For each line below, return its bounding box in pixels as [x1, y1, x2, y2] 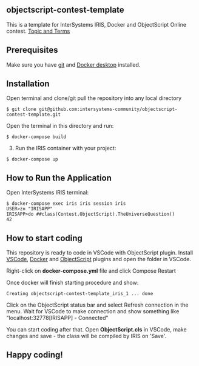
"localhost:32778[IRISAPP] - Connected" [6, 314, 109, 322]
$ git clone [6, 106, 36, 113]
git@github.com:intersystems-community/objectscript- [38, 106, 178, 113]
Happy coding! [6, 350, 64, 360]
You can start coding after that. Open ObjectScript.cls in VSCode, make [6, 326, 187, 333]
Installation [6, 79, 50, 89]
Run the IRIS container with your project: [15, 145, 116, 152]
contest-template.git [6, 111, 61, 118]
